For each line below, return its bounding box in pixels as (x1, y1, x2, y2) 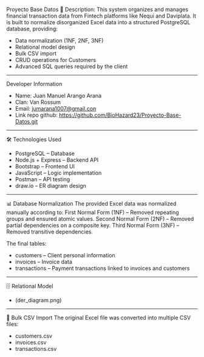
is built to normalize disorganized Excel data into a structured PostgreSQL (6, 19, 191, 26)
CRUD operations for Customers (15, 57, 96, 63)
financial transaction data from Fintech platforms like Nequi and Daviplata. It (6, 12, 196, 19)
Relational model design (15, 43, 75, 50)
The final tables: (6, 240, 47, 247)
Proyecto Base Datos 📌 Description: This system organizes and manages (6, 6, 189, 13)
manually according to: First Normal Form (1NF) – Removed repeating (6, 209, 179, 216)
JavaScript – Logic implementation (15, 169, 102, 176)
